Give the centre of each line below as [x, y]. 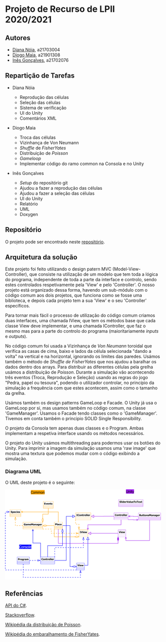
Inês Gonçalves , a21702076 [41, 60]
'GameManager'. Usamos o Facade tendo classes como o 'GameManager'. [81, 413]
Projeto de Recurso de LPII [60, 9]
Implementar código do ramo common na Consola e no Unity [82, 164]
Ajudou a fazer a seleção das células [57, 193]
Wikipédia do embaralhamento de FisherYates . [53, 634]
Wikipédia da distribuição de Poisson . [43, 625]
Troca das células [38, 137]
